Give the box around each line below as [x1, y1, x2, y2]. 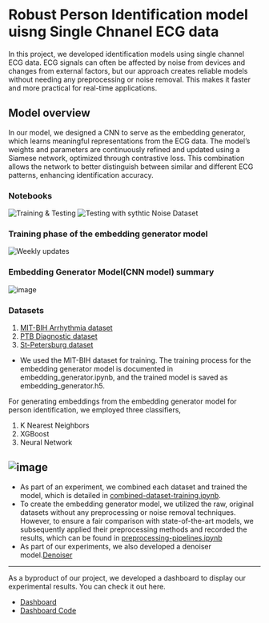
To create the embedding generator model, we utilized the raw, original [19, 499, 255, 508]
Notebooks [8, 190, 53, 201]
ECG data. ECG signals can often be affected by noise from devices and [8, 58, 246, 67]
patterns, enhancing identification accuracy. [8, 170, 154, 179]
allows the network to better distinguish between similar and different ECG [8, 162, 254, 171]
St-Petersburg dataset [19, 340, 94, 349]
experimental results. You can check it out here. [8, 581, 166, 591]
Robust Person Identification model [8, 6, 248, 24]
